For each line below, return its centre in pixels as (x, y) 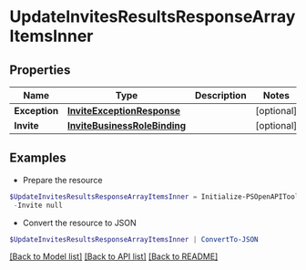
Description (221, 95)
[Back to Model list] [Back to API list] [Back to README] (114, 256)
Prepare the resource (62, 180)
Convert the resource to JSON (79, 223)
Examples (38, 158)
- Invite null (38, 205)
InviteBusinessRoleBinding (127, 125)
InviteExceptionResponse (123, 111)
